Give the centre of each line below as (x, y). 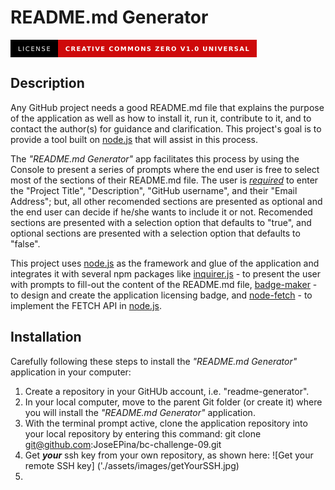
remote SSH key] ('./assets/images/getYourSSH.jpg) (132, 465)
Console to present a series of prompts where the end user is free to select (165, 169)
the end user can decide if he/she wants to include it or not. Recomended (161, 212)
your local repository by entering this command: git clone (143, 433)
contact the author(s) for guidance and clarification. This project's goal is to (166, 128)
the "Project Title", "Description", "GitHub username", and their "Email (154, 190)
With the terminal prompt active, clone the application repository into (166, 423)
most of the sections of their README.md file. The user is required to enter (164, 180)
